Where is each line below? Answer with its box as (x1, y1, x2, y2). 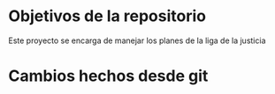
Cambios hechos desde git (8, 66, 209, 86)
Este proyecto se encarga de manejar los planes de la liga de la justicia (8, 35, 266, 46)
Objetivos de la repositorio (8, 6, 207, 26)
